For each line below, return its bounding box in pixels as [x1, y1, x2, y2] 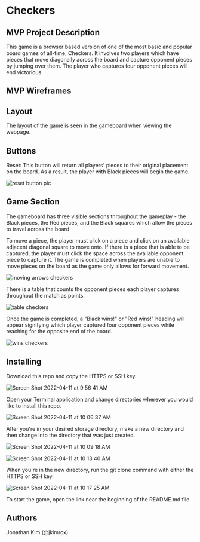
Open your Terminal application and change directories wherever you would [6, 396, 193, 403]
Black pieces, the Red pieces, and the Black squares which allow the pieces [6, 219, 193, 226]
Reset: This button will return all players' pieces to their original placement [6, 162, 189, 169]
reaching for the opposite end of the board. [6, 327, 113, 335]
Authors [6, 513, 38, 523]
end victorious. [6, 69, 43, 75]
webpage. [6, 128, 31, 136]
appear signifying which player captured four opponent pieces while [6, 321, 174, 329]
